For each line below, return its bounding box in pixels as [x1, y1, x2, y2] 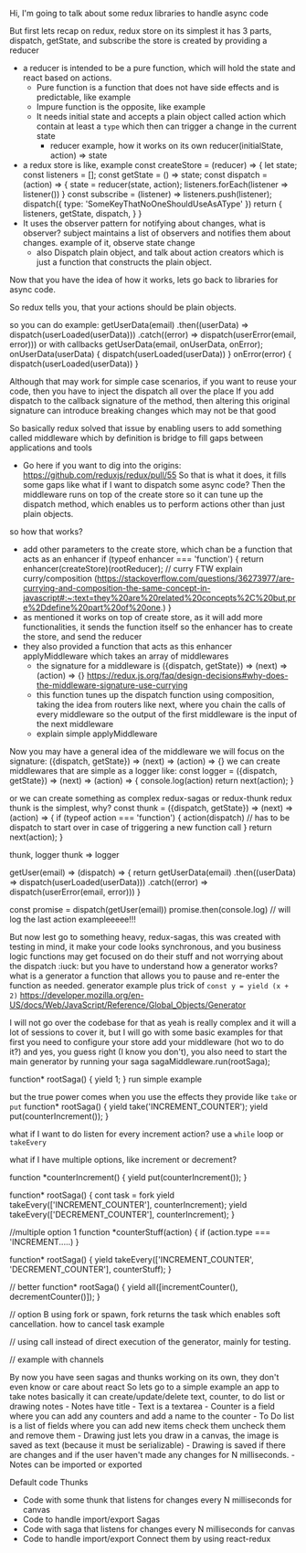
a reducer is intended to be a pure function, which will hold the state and [22, 63, 296, 73]
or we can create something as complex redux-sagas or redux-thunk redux [9, 793, 292, 803]
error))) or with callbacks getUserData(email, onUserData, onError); [9, 339, 263, 350]
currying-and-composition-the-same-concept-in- [22, 583, 212, 593]
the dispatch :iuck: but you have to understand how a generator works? [9, 961, 279, 971]
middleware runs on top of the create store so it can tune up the [22, 489, 263, 500]
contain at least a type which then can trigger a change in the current [36, 121, 297, 132]
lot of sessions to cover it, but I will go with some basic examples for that [9, 1027, 283, 1038]
